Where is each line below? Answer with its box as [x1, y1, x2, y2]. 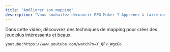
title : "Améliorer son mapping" [5, 7, 74, 13]
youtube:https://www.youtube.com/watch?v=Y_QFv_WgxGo [5, 41, 122, 46]
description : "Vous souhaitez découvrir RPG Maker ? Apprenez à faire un [5, 12, 165, 17]
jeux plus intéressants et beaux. [5, 32, 72, 38]
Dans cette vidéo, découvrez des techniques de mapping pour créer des [5, 26, 158, 32]
